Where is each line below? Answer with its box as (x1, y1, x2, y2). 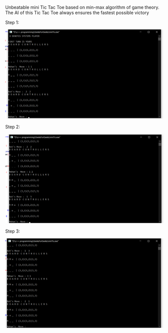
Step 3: (5, 228, 20, 234)
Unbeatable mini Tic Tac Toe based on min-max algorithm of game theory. (5, 5, 159, 10)
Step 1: (5, 20, 19, 25)
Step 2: (5, 124, 20, 130)
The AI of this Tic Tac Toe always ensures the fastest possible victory (5, 10, 149, 16)
